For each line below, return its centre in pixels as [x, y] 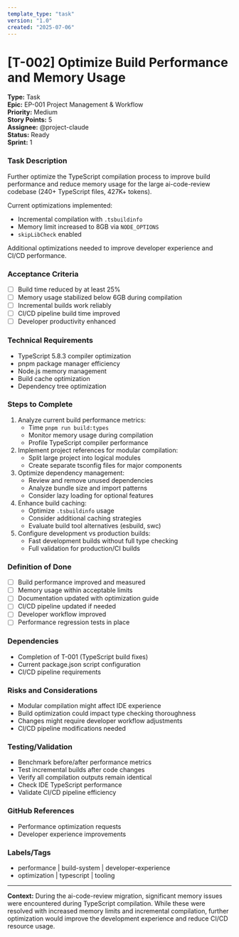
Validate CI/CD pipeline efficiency [67, 793]
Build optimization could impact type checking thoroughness [107, 713]
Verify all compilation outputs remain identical [85, 777]
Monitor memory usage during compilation [91, 435]
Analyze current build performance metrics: [82, 419]
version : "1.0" [30, 21]
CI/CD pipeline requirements [59, 672]
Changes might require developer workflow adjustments [100, 721]
